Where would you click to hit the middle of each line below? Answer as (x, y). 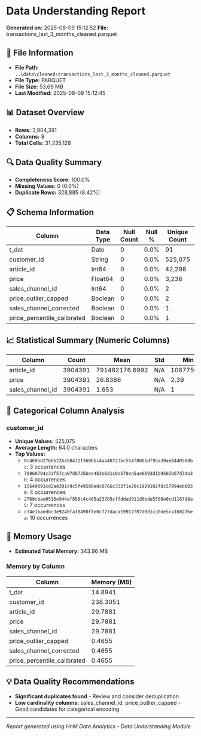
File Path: (27, 67)
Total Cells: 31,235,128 (43, 143)
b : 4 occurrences (45, 479)
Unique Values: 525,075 (45, 441)
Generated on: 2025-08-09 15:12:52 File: (57, 28)
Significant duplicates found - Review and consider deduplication (97, 696)
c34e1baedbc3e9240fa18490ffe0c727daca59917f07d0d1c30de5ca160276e (108, 511)
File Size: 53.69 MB (39, 86)
